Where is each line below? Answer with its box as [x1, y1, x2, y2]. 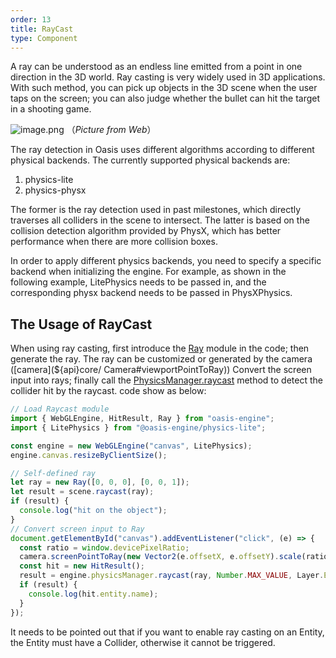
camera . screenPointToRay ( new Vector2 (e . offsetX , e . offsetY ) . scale [19, 552, 302, 562]
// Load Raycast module [10, 404, 110, 415]
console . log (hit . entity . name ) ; [28, 589, 159, 599]
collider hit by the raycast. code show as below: [10, 385, 207, 397]
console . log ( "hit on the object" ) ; [19, 506, 168, 516]
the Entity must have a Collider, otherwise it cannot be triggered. [10, 636, 276, 648]
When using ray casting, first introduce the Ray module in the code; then [10, 342, 310, 355]
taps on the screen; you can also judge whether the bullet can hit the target [10, 92, 321, 105]
